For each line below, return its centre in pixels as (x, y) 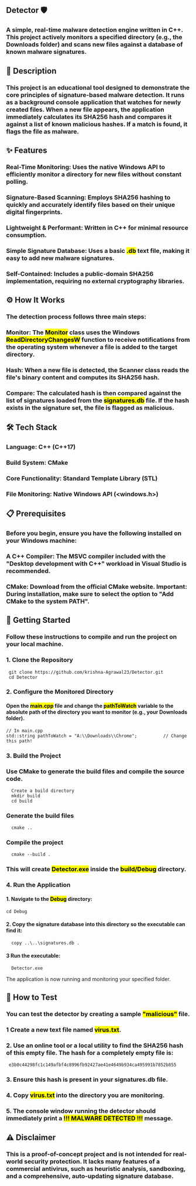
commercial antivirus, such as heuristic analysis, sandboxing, (96, 1168)
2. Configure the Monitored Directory (60, 692)
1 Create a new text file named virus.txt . (64, 1030)
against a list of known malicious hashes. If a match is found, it (97, 124)
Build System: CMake (37, 462)
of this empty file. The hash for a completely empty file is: (90, 1053)
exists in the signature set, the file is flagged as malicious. (90, 407)
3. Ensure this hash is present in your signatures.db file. (87, 1079)
